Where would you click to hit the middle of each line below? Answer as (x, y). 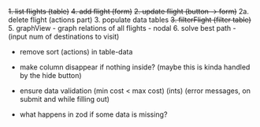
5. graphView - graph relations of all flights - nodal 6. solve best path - (122, 28)
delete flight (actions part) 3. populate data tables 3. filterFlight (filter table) (130, 20)
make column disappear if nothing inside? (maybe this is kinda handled (135, 67)
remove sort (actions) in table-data (76, 52)
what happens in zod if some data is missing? (93, 114)
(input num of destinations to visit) (64, 36)
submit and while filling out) (65, 99)
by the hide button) (50, 75)
